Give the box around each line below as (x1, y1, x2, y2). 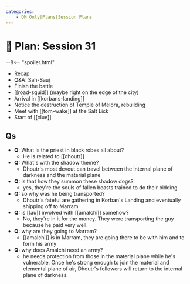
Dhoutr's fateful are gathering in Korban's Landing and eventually (22, 196, 181, 203)
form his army (22, 240, 57, 248)
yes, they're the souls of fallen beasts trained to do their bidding (22, 184, 178, 191)
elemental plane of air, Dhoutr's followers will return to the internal (22, 265, 182, 272)
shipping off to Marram (22, 203, 79, 210)
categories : (5, 8, 35, 15)
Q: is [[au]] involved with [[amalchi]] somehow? (13, 209, 129, 216)
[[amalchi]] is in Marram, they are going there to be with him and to (22, 234, 185, 241)
